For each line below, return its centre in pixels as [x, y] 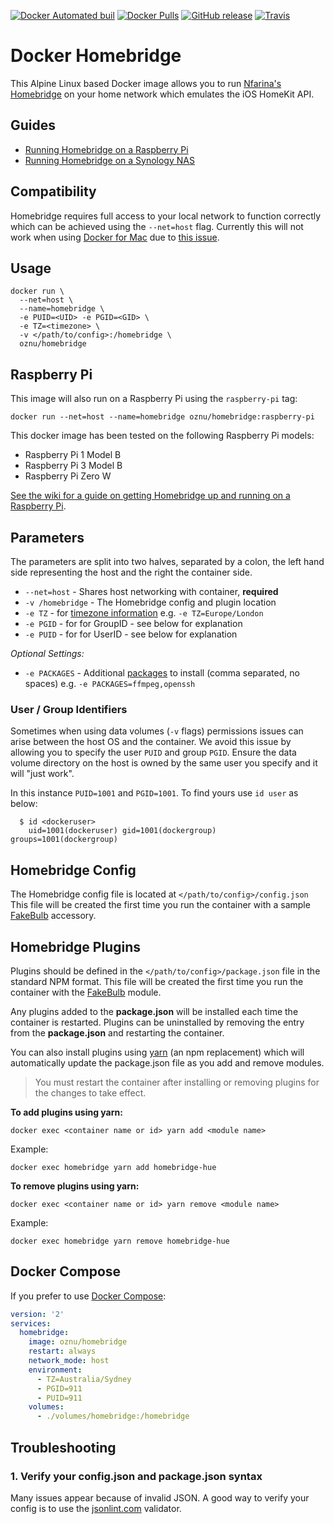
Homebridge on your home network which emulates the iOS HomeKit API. [162, 94]
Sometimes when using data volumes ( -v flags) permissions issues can [157, 731]
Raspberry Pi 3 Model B [73, 466]
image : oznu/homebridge [78, 1342]
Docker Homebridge [96, 56]
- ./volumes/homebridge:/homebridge [113, 1416]
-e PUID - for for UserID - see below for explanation [131, 634]
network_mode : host [69, 1361]
